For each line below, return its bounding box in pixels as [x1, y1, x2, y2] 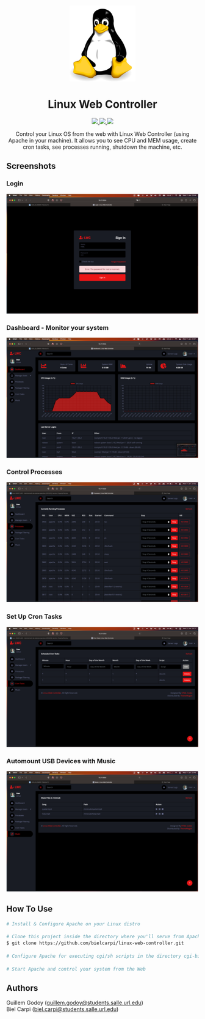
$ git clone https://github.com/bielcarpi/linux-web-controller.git [6, 940, 184, 946]
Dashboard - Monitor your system [6, 324, 109, 332]
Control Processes [6, 468, 63, 476]
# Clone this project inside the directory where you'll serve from [6, 934, 184, 940]
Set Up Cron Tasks [6, 613, 62, 621]
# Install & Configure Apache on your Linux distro [6, 920, 140, 927]
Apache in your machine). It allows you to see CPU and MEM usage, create [8, 136, 197, 144]
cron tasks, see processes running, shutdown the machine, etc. [23, 143, 182, 151]
